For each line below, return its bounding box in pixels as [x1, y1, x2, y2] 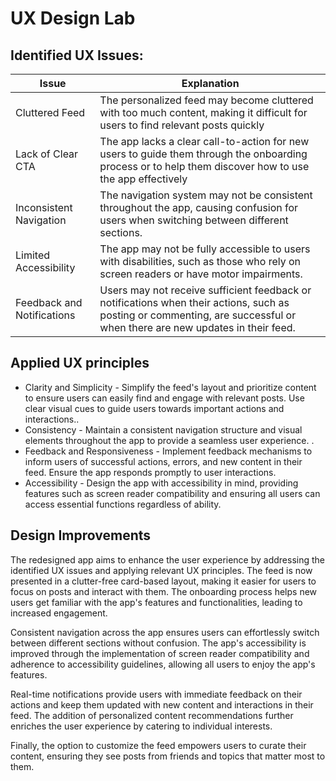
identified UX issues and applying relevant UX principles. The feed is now [10, 564, 313, 576]
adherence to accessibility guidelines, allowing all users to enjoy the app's [10, 658, 316, 670]
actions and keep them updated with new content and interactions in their [10, 698, 314, 711]
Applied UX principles [10, 355, 150, 372]
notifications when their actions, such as [99, 296, 290, 309]
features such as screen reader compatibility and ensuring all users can [24, 487, 321, 499]
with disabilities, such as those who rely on [99, 255, 302, 268]
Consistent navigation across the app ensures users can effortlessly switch [10, 626, 320, 638]
